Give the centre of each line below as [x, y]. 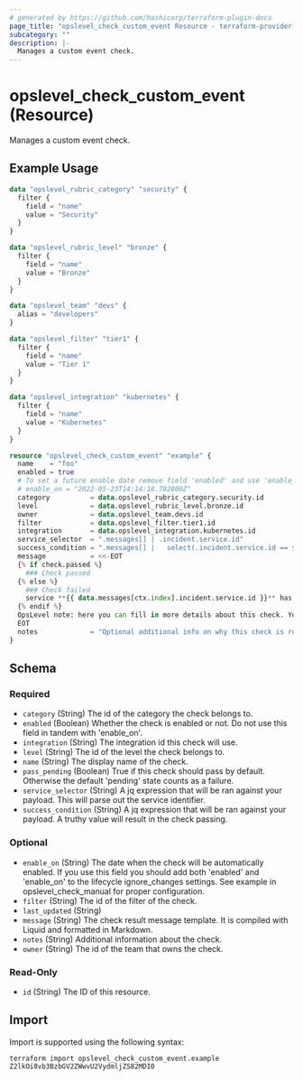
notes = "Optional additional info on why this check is [151, 632]
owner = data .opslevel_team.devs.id [110, 514]
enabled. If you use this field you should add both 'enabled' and [141, 871]
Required [30, 694]
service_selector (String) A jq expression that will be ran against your [152, 790]
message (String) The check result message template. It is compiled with [155, 920]
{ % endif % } [40, 607]
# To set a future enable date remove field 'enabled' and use [138, 481]
